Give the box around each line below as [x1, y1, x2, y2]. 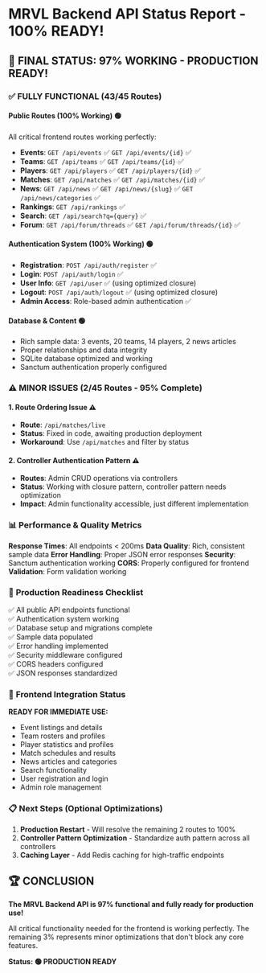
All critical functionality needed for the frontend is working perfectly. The [8, 924, 250, 934]
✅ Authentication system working [8, 614, 120, 624]
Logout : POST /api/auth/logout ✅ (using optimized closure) [19, 287, 219, 297]
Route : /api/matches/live [19, 420, 106, 430]
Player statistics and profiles [19, 740, 114, 749]
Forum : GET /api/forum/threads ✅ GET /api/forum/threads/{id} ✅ [19, 220, 241, 229]
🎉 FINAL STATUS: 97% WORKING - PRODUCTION [8, 54, 259, 68]
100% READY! [8, 22, 104, 40]
